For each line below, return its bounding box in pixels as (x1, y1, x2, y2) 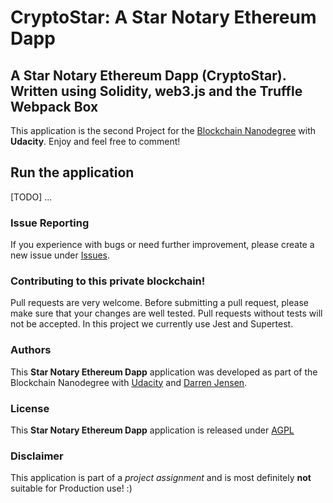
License (10, 401, 50, 415)
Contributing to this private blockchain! (10, 274, 206, 288)
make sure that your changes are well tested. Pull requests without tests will (10, 307, 323, 320)
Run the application (10, 164, 135, 181)
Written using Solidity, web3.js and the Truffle (10, 82, 303, 100)
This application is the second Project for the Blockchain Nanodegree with (10, 125, 317, 136)
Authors (10, 343, 52, 357)
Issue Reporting (10, 216, 90, 230)
